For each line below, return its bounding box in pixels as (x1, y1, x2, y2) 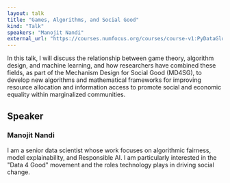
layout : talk (7, 10, 44, 17)
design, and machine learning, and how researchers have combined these (7, 61, 216, 70)
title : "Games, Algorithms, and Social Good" (7, 16, 139, 23)
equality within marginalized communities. (7, 90, 126, 99)
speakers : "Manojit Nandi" (7, 29, 84, 36)
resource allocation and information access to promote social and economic (7, 83, 222, 91)
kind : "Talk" (7, 23, 44, 29)
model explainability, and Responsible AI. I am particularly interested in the (7, 153, 217, 161)
